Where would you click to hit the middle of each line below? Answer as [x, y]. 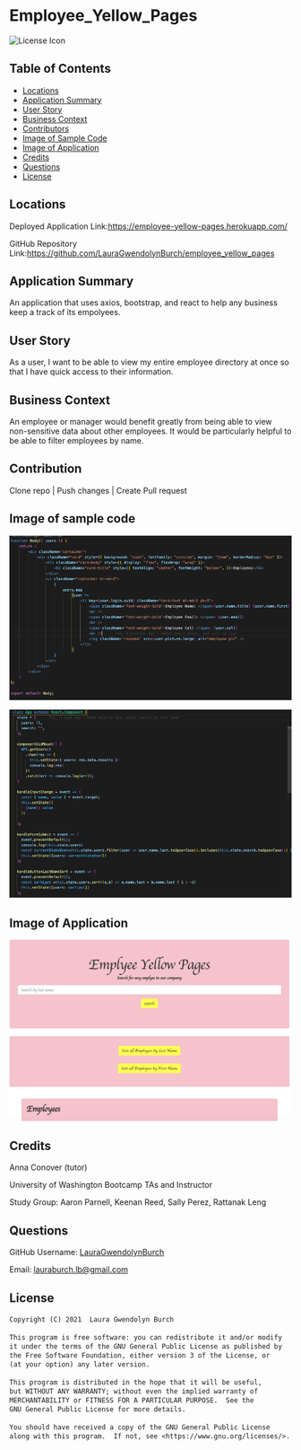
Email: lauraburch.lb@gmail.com [69, 1270]
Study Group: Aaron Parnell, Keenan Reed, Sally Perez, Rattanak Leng [138, 1202]
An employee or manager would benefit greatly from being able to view [141, 422]
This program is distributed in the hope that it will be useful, [136, 1383]
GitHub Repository [43, 243]
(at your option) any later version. [80, 1365]
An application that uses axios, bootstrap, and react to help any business [143, 303]
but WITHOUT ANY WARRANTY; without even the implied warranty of [133, 1392]
